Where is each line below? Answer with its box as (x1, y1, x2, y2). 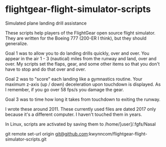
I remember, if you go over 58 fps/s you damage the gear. (5, 86, 124, 92)
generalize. (5, 40, 28, 46)
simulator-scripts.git (5, 136, 46, 142)
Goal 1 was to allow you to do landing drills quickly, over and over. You (5, 50, 149, 56)
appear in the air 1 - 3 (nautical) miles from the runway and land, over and (5, 55, 156, 61)
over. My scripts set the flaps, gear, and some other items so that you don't (5, 61, 160, 67)
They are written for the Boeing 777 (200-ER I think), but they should (5, 35, 146, 41)
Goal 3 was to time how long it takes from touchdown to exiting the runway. (5, 96, 161, 102)
